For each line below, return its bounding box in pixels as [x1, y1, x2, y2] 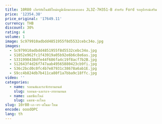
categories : [5, 80, 29, 84]
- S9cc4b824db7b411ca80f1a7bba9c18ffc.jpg [9, 71, 97, 76]
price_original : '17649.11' [5, 16, 62, 21]
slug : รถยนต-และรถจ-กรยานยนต [14, 89, 66, 94]
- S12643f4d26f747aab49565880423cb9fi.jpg [9, 62, 97, 66]
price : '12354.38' [5, 12, 42, 17]
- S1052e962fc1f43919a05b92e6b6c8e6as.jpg [9, 52, 97, 58]
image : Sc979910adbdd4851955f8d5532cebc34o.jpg [5, 39, 104, 44]
